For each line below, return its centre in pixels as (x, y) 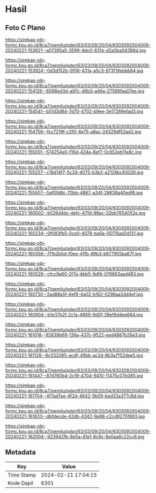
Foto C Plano (25, 28)
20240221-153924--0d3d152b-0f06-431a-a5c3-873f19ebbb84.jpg (74, 71)
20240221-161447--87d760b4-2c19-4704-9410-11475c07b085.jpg (74, 376)
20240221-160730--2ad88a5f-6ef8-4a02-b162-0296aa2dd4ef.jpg (74, 294)
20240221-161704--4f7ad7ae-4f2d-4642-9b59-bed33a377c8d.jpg (74, 396)
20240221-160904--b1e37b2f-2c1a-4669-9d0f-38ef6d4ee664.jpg (74, 315)
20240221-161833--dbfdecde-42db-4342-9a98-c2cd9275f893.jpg (75, 416)
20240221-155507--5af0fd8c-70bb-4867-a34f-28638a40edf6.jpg (74, 193)
